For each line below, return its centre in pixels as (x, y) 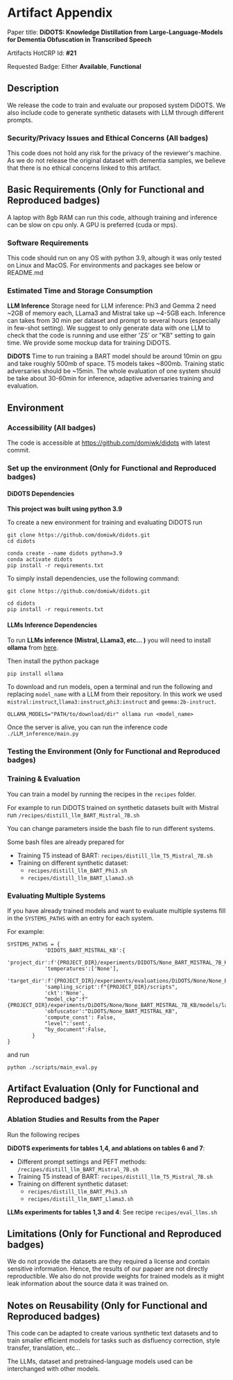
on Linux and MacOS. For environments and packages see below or (104, 265)
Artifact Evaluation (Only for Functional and (103, 1089)
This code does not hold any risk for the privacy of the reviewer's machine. (114, 153)
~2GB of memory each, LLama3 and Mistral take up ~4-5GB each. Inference (116, 313)
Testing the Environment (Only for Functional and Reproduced (114, 752)
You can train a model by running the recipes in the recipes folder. (102, 794)
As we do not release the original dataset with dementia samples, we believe (116, 161)
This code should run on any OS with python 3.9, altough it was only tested (114, 258)
